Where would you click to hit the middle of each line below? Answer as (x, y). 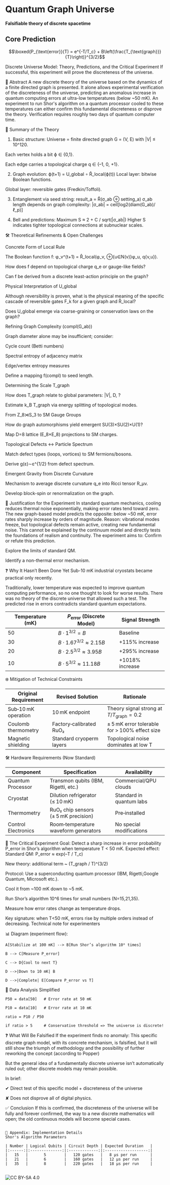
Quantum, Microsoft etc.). (32, 879)
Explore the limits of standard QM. (41, 550)
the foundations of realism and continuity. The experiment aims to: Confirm (83, 535)
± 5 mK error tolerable (133, 724)
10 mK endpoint (71, 712)
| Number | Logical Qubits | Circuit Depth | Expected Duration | (79, 1146)
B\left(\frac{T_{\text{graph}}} (131, 51)
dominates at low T (130, 745)
